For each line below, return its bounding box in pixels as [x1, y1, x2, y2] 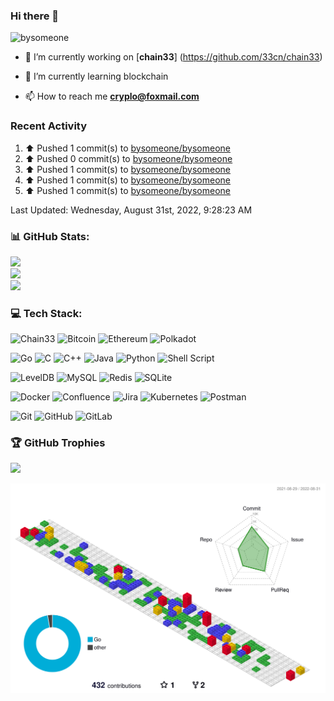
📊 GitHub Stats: [10, 229, 90, 243]
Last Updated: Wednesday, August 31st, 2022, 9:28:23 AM [10, 204, 253, 216]
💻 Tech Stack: [10, 306, 83, 320]
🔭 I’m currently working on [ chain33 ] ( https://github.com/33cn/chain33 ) [24, 51, 323, 63]
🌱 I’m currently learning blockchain [24, 70, 169, 83]
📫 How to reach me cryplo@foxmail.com [24, 90, 200, 103]
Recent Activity [10, 119, 88, 133]
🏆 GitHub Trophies [10, 436, 106, 450]
